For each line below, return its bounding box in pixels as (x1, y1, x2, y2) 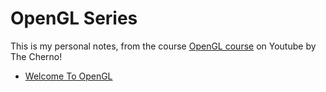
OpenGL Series (10, 7, 138, 30)
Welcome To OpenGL (24, 70, 113, 82)
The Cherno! (10, 50, 63, 62)
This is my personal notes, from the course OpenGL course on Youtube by (10, 40, 317, 52)
